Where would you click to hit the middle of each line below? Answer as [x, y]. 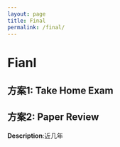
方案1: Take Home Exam [60, 90]
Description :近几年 [36, 136]
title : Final [27, 21]
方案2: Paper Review [53, 117]
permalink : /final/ [36, 27]
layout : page [27, 14]
